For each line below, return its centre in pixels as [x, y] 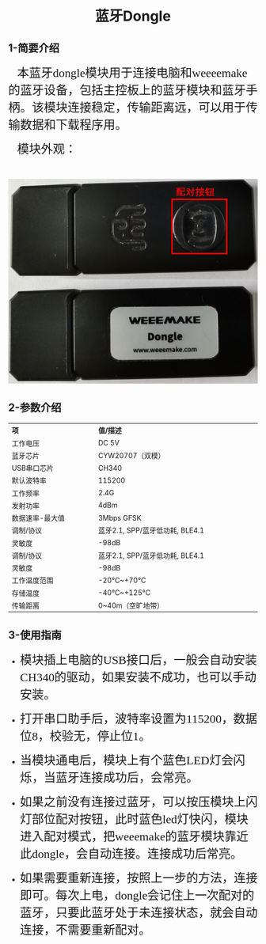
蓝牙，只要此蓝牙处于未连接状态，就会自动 [139, 913]
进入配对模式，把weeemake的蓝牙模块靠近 [134, 837]
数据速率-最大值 [38, 518]
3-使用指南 [35, 635]
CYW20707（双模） [131, 455]
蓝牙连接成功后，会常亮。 [127, 778]
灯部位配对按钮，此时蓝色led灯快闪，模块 [134, 820]
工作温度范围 [32, 580]
